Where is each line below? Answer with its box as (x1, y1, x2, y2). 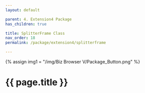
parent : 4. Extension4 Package (5, 16, 72, 22)
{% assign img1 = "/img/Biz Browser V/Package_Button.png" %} (5, 59, 140, 64)
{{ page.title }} (5, 77, 68, 88)
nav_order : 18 (5, 35, 36, 41)
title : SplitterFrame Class (5, 31, 65, 36)
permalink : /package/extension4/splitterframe (5, 40, 106, 45)
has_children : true (5, 21, 47, 27)
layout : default (5, 7, 40, 13)
